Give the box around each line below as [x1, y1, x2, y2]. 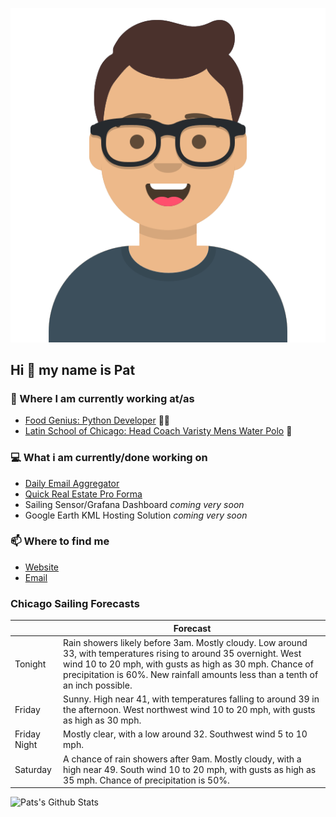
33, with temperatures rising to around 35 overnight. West [63, 647, 302, 659]
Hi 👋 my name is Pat [10, 361, 136, 378]
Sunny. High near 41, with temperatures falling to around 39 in [63, 693, 320, 705]
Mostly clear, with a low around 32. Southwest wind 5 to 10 [63, 728, 308, 740]
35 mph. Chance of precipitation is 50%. [63, 774, 230, 786]
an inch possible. [63, 679, 133, 691]
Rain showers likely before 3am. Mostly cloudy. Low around [63, 636, 308, 648]
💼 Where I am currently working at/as [10, 391, 195, 405]
